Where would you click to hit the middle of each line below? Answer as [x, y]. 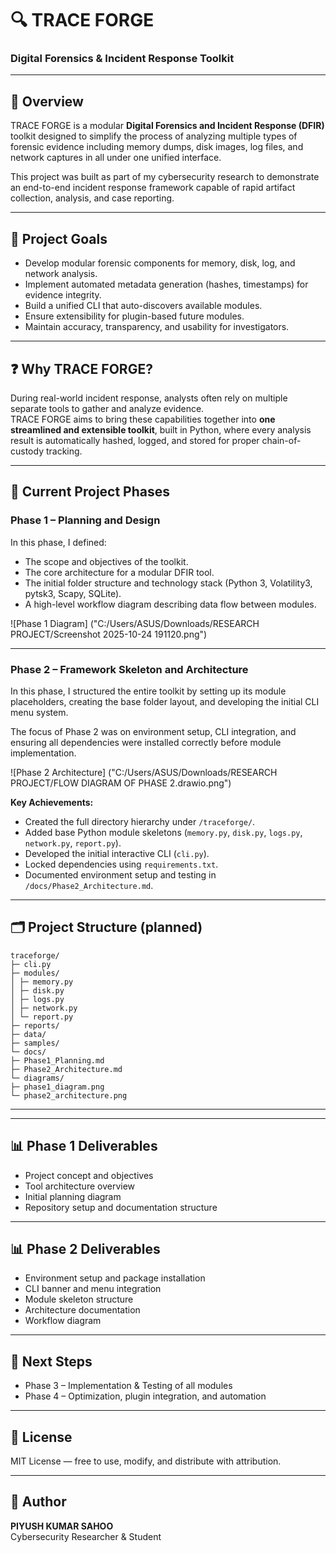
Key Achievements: [52, 802]
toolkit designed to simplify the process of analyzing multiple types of [154, 136]
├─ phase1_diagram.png [57, 1087]
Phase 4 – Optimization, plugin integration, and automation [145, 1396]
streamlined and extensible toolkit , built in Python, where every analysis [161, 429]
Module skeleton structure [79, 1299]
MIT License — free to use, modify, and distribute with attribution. [146, 1461]
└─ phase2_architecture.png [69, 1095]
